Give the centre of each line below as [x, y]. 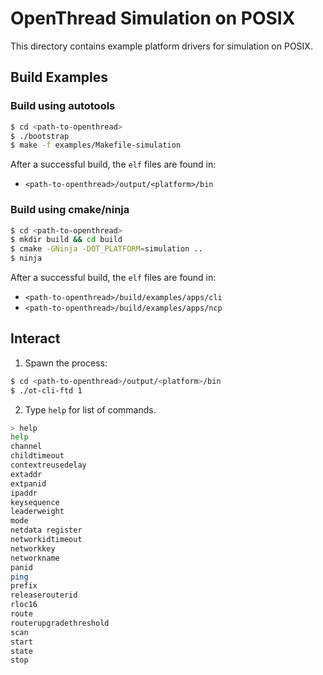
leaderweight [37, 512]
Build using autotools [63, 106]
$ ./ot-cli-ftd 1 [46, 390]
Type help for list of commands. [90, 409]
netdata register [46, 530]
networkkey [33, 548]
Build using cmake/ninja [70, 210]
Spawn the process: [66, 363]
